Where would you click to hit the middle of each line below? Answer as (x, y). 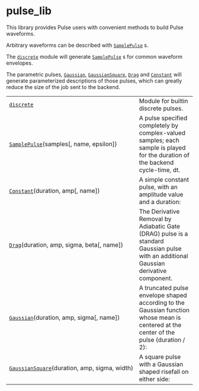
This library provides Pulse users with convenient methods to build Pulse (95, 27)
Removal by (155, 219)
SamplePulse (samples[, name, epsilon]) (63, 144)
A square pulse (160, 357)
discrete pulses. (161, 108)
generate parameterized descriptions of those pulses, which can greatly (94, 81)
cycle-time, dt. (160, 170)
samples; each (159, 140)
